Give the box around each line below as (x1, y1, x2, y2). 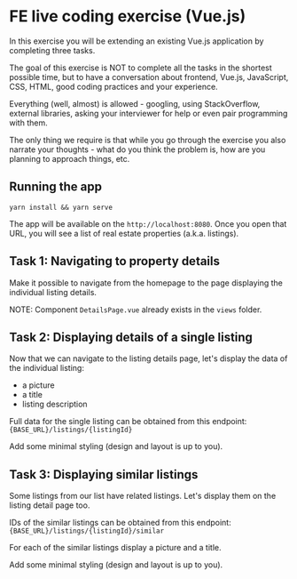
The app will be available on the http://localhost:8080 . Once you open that (9, 218, 287, 229)
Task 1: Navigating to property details (9, 253, 220, 269)
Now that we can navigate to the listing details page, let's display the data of (9, 353, 288, 364)
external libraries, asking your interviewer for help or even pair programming (9, 108, 288, 118)
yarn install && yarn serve (9, 203, 113, 212)
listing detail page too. (9, 500, 90, 511)
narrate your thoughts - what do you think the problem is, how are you (9, 144, 266, 155)
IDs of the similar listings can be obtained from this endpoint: (9, 518, 232, 528)
